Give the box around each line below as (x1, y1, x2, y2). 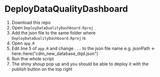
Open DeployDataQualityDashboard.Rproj (11, 24, 94, 30)
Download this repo (11, 19, 51, 25)
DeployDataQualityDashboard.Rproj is (11, 35, 86, 41)
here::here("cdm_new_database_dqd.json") (11, 50, 98, 57)
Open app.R (11, 40, 35, 46)
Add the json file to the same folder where (11, 30, 96, 36)
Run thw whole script (11, 56, 54, 61)
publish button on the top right (11, 66, 73, 72)
